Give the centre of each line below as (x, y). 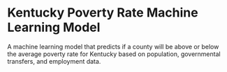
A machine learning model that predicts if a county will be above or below (113, 46)
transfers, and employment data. (54, 61)
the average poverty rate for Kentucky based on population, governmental (114, 54)
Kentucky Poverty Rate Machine (103, 13)
